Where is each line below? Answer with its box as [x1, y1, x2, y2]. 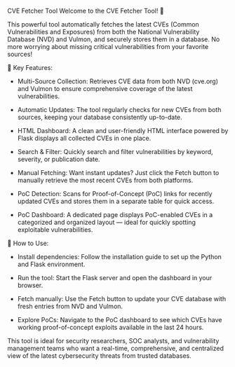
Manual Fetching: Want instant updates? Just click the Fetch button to [17, 169, 220, 176]
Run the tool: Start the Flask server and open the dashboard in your [17, 274, 213, 282]
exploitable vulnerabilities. [17, 226, 93, 234]
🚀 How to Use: [7, 239, 49, 247]
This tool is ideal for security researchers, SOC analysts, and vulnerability [7, 337, 220, 345]
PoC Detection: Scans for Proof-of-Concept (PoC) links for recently [17, 190, 213, 198]
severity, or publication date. [17, 155, 100, 163]
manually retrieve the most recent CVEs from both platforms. [17, 176, 194, 184]
